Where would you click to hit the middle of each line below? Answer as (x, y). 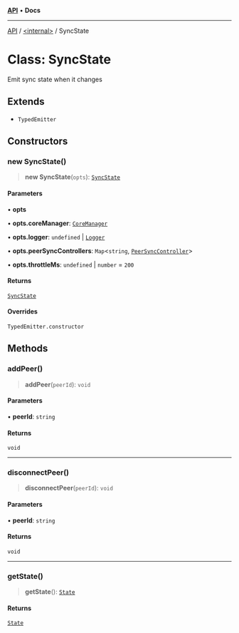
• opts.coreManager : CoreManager (58, 223)
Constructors (38, 141)
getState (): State (50, 592)
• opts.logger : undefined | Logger (56, 237)
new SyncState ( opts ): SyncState (73, 177)
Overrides (22, 312)
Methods (28, 349)
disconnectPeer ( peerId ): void (69, 488)
